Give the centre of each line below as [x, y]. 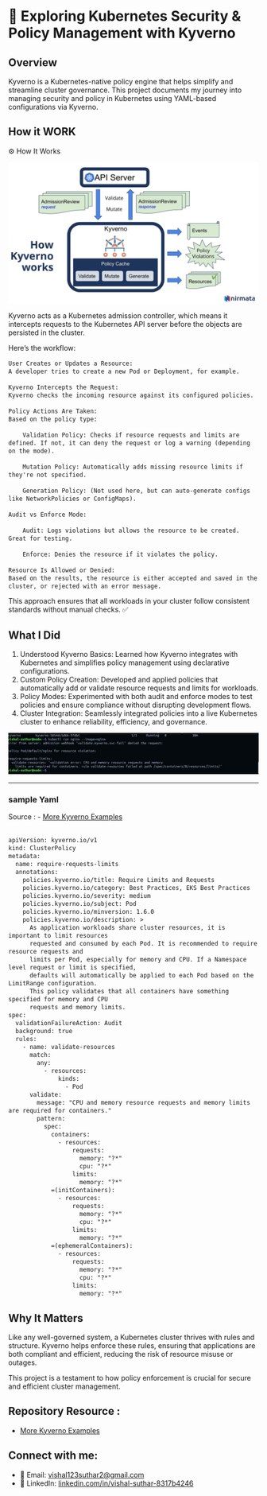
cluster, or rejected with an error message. [85, 587]
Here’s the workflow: [42, 348]
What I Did [35, 635]
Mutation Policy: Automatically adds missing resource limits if [133, 467]
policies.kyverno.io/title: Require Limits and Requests [119, 880]
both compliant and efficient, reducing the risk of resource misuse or [121, 1354]
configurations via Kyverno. [53, 107]
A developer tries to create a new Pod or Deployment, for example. [124, 372]
